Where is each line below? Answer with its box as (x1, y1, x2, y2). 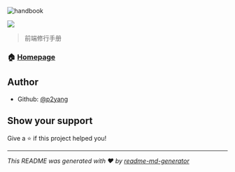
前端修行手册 (24, 34, 62, 42)
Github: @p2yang (17, 95, 69, 103)
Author (7, 77, 38, 88)
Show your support (7, 115, 93, 127)
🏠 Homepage (7, 52, 56, 62)
